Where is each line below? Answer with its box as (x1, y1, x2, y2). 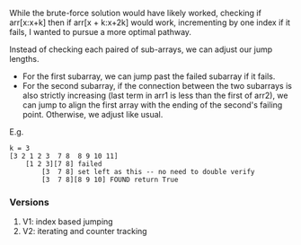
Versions (9, 196, 49, 208)
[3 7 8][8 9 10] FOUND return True (41, 175, 179, 184)
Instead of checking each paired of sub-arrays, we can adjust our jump (9, 44, 273, 55)
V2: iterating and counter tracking (22, 226, 147, 237)
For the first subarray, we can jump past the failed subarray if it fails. (22, 71, 276, 82)
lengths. (9, 54, 40, 64)
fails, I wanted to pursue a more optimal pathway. (9, 27, 191, 37)
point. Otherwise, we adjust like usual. (22, 109, 164, 119)
